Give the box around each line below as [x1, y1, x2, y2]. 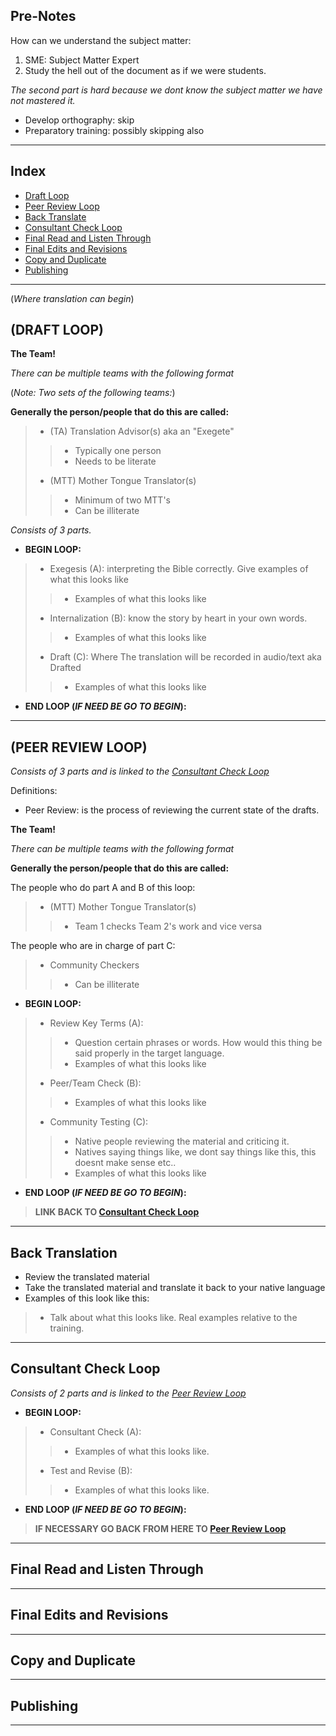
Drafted [49, 662, 82, 674]
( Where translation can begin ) [10, 292, 135, 304]
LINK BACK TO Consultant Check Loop [34, 1206, 200, 1218]
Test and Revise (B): [49, 1464, 133, 1476]
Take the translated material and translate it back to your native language [24, 1282, 326, 1294]
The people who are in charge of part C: [10, 940, 176, 952]
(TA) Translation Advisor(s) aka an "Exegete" [49, 425, 235, 438]
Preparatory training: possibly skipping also [24, 124, 205, 136]
